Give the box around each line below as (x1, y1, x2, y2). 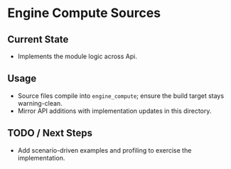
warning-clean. (17, 99, 63, 107)
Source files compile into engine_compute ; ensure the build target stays (17, 91, 225, 100)
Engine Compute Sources (7, 5, 161, 21)
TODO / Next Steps (7, 127, 92, 139)
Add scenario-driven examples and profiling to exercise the (17, 146, 192, 154)
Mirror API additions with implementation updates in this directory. (17, 107, 212, 115)
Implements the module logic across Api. (17, 52, 137, 60)
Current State (7, 33, 69, 45)
